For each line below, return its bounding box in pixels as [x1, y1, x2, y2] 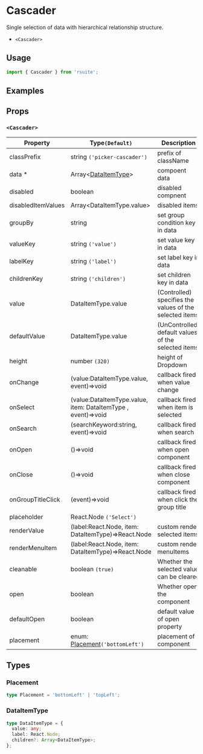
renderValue [9, 526, 44, 534]
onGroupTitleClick [9, 495, 60, 503]
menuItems [156, 547, 189, 556]
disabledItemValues [9, 201, 65, 209]
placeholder [9, 513, 43, 521]
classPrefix [9, 152, 41, 161]
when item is [156, 403, 193, 411]
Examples [6, 86, 44, 96]
